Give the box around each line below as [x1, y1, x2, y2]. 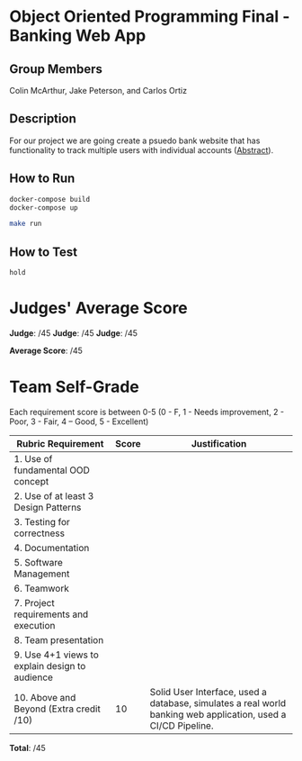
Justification [191, 437, 247, 449]
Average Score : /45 [9, 345, 84, 356]
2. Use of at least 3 [13, 489, 94, 502]
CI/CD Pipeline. [149, 719, 214, 731]
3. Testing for [13, 515, 70, 528]
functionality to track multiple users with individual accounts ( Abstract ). [9, 144, 274, 155]
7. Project [13, 596, 56, 609]
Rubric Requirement [16, 437, 104, 449]
